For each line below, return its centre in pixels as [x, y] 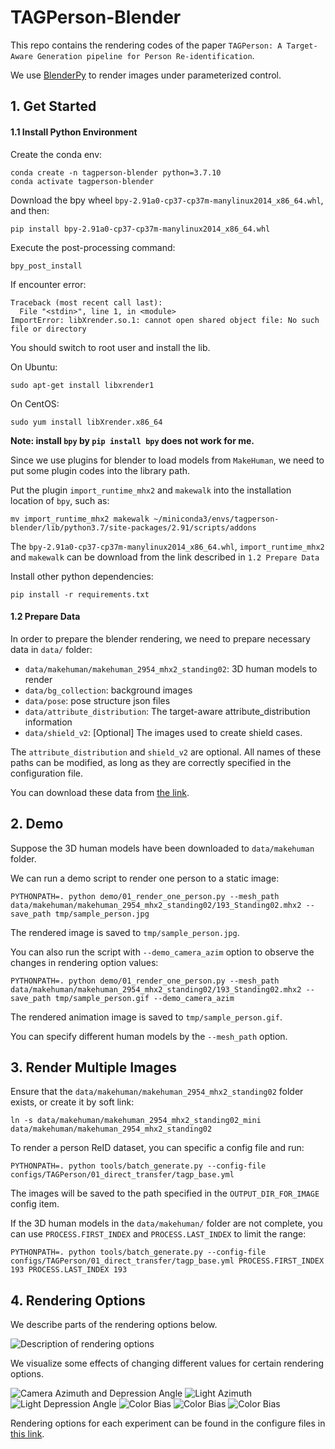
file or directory [48, 329]
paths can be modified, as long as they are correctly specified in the [151, 762]
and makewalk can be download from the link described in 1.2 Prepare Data [165, 557]
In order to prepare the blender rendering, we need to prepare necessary [160, 638]
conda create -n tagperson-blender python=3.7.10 [116, 172]
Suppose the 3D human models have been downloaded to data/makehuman [162, 848]
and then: [30, 210]
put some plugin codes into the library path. [100, 470]
